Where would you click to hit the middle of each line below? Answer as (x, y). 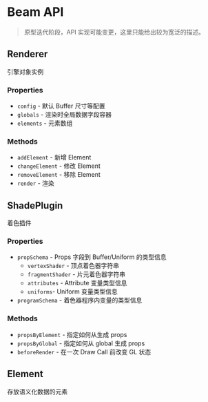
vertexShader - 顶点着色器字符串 (73, 266)
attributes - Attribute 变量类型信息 (77, 283)
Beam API (35, 12)
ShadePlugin (35, 205)
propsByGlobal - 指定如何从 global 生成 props (81, 343)
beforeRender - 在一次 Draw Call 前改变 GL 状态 (84, 352)
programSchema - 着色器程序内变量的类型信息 (80, 300)
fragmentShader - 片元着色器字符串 (76, 274)
